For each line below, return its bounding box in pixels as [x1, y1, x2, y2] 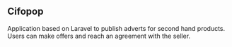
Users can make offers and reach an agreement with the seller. [7, 32, 191, 40]
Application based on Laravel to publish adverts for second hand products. [7, 24, 226, 32]
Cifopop [7, 6, 44, 18]
